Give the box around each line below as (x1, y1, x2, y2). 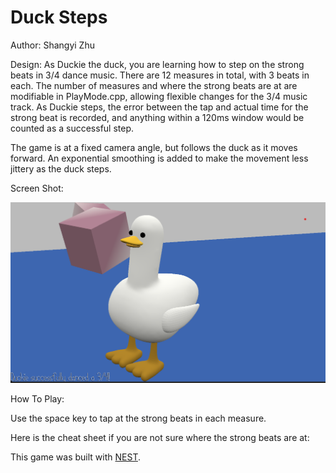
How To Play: (10, 392, 65, 405)
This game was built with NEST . (10, 451, 141, 463)
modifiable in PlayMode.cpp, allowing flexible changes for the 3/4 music (10, 90, 308, 102)
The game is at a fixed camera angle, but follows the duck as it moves (10, 141, 298, 153)
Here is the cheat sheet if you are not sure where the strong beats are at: (10, 431, 310, 443)
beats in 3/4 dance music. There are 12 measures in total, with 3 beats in (10, 69, 310, 81)
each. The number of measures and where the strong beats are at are (10, 79, 298, 91)
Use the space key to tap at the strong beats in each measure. (10, 412, 267, 424)
